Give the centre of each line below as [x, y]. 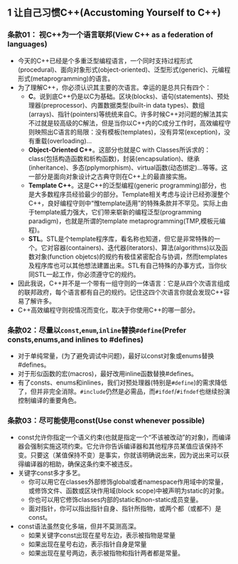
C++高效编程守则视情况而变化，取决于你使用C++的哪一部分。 [108, 310]
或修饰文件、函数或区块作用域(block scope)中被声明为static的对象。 [128, 491]
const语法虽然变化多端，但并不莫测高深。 [79, 526]
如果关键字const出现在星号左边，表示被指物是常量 [102, 536]
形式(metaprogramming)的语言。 [66, 78]
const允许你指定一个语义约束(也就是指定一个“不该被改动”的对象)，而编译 [124, 437]
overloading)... [71, 140]
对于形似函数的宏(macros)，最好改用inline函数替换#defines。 [107, 373]
